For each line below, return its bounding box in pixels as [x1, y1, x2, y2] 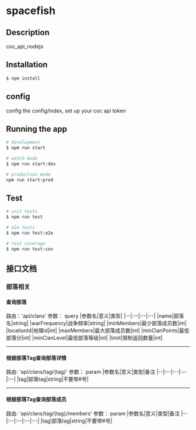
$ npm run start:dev [6, 161, 57, 167]
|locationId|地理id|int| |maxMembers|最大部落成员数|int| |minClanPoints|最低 [6, 327, 190, 334]
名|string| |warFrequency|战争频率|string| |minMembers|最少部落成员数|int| [6, 320, 187, 327]
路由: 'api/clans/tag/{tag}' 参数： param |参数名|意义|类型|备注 [6, 369, 156, 376]
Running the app [6, 124, 67, 134]
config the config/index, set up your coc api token [6, 107, 127, 114]
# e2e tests [6, 225, 35, 231]
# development [6, 139, 41, 146]
